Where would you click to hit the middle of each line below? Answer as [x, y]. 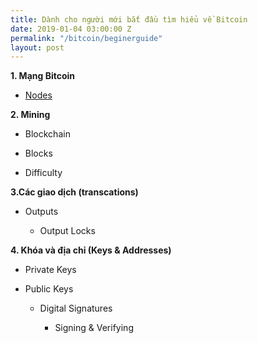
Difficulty [43, 173]
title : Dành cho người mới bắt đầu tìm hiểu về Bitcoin [129, 19]
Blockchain [47, 134]
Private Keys [50, 270]
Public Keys [49, 289]
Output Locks [67, 231]
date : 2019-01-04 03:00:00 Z [71, 29]
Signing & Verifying [94, 328]
